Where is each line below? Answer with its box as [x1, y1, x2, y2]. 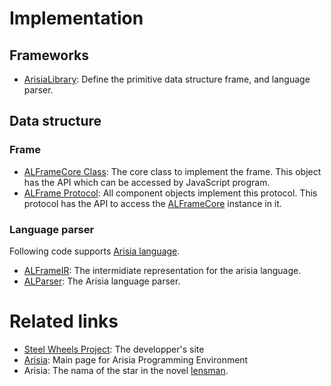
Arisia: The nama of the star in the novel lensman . [23, 364, 229, 376]
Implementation [9, 7, 144, 30]
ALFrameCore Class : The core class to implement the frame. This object [23, 165, 322, 177]
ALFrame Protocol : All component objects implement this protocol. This [23, 187, 318, 199]
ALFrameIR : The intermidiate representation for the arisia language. [23, 264, 302, 276]
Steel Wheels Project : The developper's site [23, 343, 205, 355]
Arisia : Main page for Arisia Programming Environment [23, 353, 249, 366]
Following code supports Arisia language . [9, 245, 181, 257]
